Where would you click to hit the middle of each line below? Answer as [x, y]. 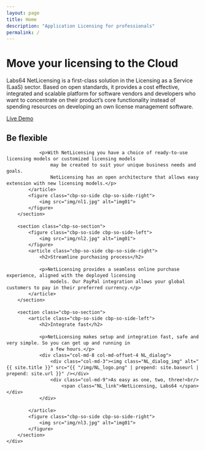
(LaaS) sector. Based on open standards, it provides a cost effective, [93, 87]
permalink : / [23, 33]
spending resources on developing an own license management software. [100, 107]
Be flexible [27, 138]
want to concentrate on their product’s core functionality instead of [91, 100]
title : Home [21, 19]
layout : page [23, 13]
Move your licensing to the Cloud [92, 64]
